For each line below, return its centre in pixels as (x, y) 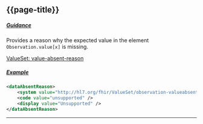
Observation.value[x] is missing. (47, 47)
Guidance (19, 25)
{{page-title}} (33, 10)
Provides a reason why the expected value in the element (78, 40)
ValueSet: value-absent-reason (45, 58)
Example (18, 72)
